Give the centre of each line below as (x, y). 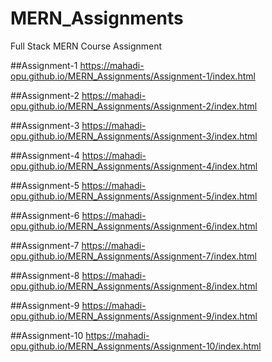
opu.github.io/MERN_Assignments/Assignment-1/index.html (133, 76)
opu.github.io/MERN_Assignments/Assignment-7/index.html (133, 256)
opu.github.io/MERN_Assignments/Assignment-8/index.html (134, 286)
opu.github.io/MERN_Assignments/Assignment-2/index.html (134, 106)
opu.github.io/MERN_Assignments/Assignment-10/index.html (136, 346)
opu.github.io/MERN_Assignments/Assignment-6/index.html (134, 226)
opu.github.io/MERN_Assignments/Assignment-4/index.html (134, 166)
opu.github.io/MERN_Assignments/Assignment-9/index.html (134, 316)
